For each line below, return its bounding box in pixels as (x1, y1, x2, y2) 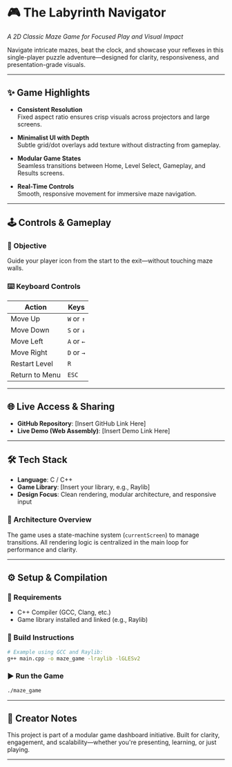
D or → (67, 348, 86, 357)
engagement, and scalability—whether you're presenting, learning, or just (7, 738, 217, 746)
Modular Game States (17, 154, 81, 162)
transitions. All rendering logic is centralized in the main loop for (7, 538, 188, 546)
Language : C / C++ (17, 475, 73, 484)
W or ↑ (67, 314, 86, 323)
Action (24, 302, 47, 312)
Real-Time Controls (17, 182, 75, 190)
